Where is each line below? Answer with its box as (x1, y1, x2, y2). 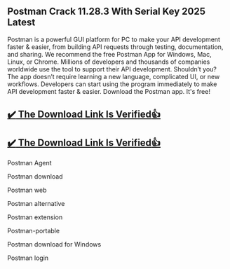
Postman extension (7, 213, 63, 221)
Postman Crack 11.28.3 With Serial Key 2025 (7, 6, 205, 18)
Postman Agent (7, 159, 52, 167)
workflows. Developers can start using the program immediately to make (7, 80, 217, 88)
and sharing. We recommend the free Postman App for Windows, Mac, (7, 50, 212, 58)
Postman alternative (7, 200, 65, 208)
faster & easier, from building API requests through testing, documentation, (7, 42, 224, 51)
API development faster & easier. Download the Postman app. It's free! (7, 87, 210, 95)
